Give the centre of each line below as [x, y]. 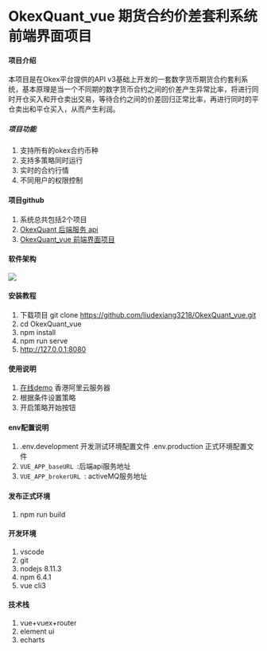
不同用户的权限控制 [51, 181]
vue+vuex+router [48, 622]
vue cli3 [33, 585]
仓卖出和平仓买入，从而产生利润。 [64, 109]
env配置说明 [29, 427]
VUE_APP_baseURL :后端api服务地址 [75, 466]
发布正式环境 [29, 496]
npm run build [43, 514]
